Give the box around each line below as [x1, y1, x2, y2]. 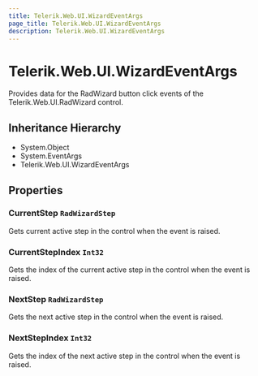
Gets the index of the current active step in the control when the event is [8, 265, 251, 274]
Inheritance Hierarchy [8, 121, 122, 135]
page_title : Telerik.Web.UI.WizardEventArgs [8, 19, 161, 28]
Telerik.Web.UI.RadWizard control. [8, 97, 124, 107]
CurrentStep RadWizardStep [8, 208, 116, 219]
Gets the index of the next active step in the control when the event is [8, 351, 241, 361]
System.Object [19, 143, 70, 153]
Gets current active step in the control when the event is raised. [8, 226, 221, 236]
